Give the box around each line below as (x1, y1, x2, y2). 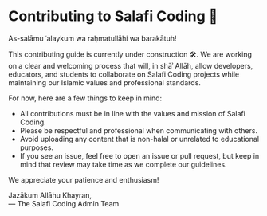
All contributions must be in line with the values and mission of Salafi (19, 108, 245, 118)
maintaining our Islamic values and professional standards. (8, 77, 202, 87)
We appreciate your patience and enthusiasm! (8, 175, 159, 184)
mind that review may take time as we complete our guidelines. (19, 159, 227, 169)
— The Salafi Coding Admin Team (8, 198, 120, 208)
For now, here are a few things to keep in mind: (8, 93, 163, 103)
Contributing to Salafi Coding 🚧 (8, 7, 218, 26)
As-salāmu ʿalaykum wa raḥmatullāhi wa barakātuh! (8, 33, 177, 43)
